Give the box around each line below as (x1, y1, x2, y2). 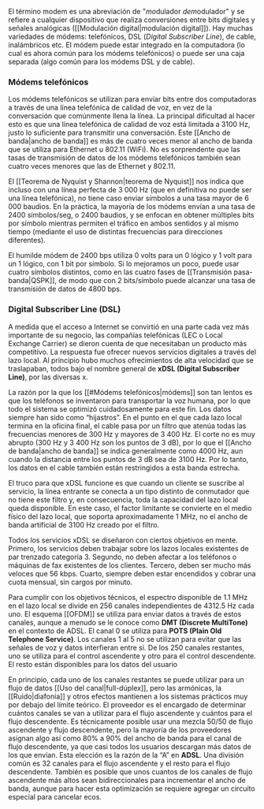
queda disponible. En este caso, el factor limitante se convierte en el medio (8, 503, 252, 513)
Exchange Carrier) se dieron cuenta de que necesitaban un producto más (8, 338, 247, 348)
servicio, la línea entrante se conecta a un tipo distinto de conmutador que (8, 487, 250, 496)
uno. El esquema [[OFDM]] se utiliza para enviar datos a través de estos (8, 609, 242, 618)
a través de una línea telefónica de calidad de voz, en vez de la (8, 103, 213, 113)
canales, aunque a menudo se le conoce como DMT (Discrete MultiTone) (8, 617, 248, 627)
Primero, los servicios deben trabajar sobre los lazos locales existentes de (8, 543, 250, 553)
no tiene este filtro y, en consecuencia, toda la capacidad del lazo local (8, 494, 239, 504)
